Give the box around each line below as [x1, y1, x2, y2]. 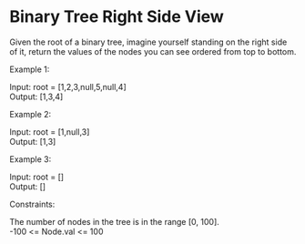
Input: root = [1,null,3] [9, 126, 90, 137]
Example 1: [9, 64, 50, 75]
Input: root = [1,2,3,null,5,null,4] [9, 81, 127, 92]
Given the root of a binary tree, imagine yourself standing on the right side [9, 36, 288, 47]
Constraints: [9, 198, 56, 209]
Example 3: [9, 153, 52, 165]
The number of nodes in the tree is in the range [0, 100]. [9, 216, 220, 227]
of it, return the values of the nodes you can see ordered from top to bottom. [9, 46, 297, 56]
